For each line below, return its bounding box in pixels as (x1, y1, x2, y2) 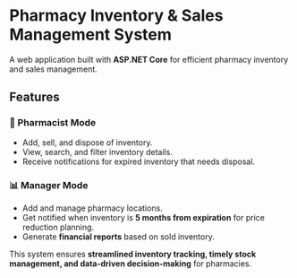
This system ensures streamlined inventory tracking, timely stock (9, 248, 257, 259)
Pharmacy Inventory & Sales (9, 5, 224, 26)
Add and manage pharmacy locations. (21, 203, 163, 213)
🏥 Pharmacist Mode (9, 117, 97, 129)
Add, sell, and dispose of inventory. (21, 136, 153, 148)
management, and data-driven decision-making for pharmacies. (9, 257, 252, 269)
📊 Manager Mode (9, 178, 89, 191)
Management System (9, 24, 173, 45)
